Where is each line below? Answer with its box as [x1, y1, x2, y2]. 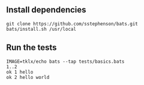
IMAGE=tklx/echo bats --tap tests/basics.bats [6, 58, 125, 65]
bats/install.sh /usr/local [6, 26, 77, 32]
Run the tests [6, 42, 57, 53]
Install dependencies [6, 5, 86, 15]
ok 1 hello [6, 69, 34, 75]
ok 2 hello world [6, 74, 50, 80]
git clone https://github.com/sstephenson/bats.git [6, 20, 138, 27]
